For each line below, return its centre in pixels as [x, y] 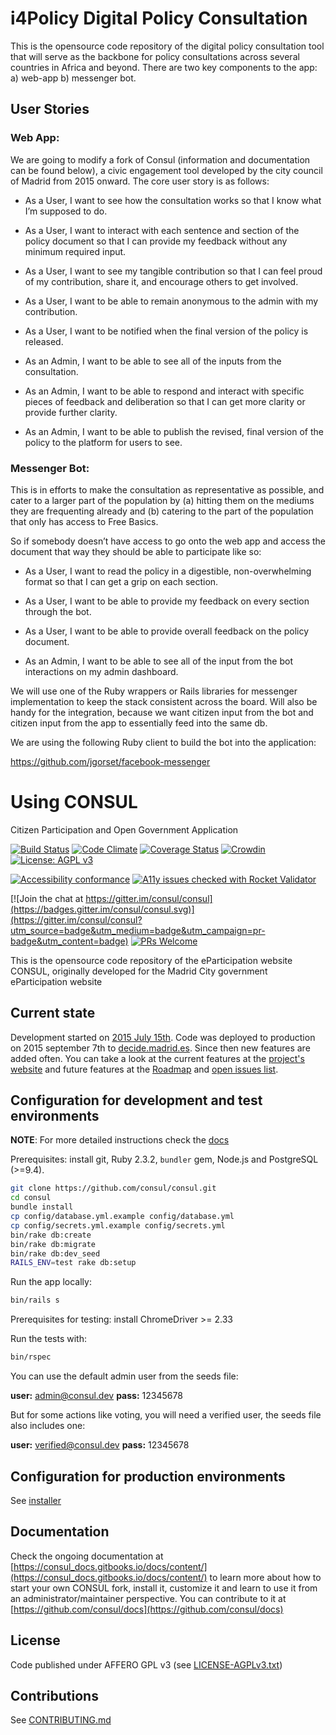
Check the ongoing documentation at [87, 1556]
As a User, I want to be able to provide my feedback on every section [167, 601]
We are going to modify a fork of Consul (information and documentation [160, 159]
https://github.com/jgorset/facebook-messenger [110, 761]
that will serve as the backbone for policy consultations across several [155, 56]
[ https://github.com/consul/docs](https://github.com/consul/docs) [147, 1609]
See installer [36, 1500]
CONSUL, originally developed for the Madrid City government [139, 971]
